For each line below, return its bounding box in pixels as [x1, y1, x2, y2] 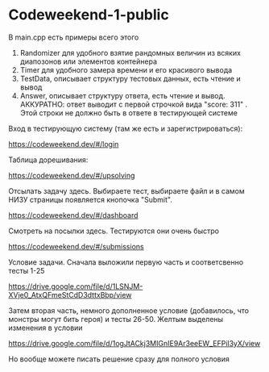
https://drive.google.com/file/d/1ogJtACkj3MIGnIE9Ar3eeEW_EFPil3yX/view [8, 338, 261, 348]
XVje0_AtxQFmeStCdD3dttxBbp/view [8, 290, 132, 299]
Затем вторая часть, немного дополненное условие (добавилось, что [8, 305, 250, 316]
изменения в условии [8, 323, 83, 332]
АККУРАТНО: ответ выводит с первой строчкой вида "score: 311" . [19, 99, 248, 109]
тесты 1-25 [8, 265, 45, 275]
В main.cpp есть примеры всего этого [8, 32, 139, 42]
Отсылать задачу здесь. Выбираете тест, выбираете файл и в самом [8, 186, 245, 195]
